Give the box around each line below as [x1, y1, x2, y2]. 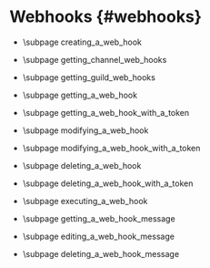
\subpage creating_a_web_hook [22, 36, 143, 47]
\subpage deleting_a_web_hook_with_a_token [22, 178, 194, 189]
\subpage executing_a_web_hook [22, 195, 148, 206]
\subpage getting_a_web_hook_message [22, 212, 175, 224]
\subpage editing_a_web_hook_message [22, 231, 175, 242]
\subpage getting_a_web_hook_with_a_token [22, 107, 190, 118]
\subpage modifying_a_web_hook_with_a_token [22, 142, 201, 153]
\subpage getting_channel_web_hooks [22, 54, 167, 65]
